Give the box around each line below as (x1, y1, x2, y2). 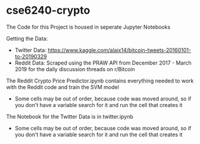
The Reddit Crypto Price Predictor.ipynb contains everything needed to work (6, 77, 194, 84)
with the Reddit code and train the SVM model (6, 83, 119, 90)
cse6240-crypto (6, 4, 90, 17)
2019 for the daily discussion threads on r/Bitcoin (14, 65, 135, 72)
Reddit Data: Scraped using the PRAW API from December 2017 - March (14, 59, 192, 66)
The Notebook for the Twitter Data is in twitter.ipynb (6, 113, 134, 120)
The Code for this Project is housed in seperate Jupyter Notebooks (6, 23, 171, 30)
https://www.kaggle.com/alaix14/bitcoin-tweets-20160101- (47, 46, 192, 54)
